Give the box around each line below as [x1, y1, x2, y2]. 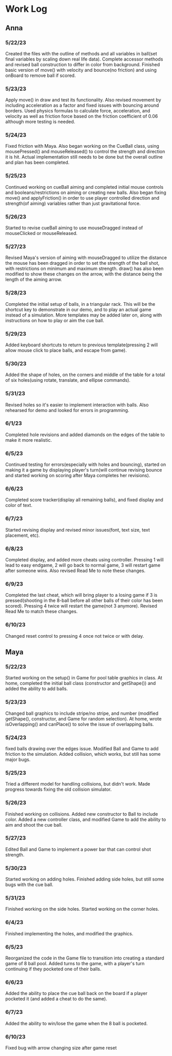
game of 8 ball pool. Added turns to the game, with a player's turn [5, 960, 145, 966]
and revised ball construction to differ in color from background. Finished [5, 61, 160, 67]
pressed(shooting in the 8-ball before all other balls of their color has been [5, 597, 163, 603]
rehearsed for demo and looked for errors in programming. [5, 407, 129, 413]
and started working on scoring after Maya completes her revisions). [5, 473, 150, 479]
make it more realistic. [5, 437, 52, 443]
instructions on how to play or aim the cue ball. [5, 317, 104, 323]
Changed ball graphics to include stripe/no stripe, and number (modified [5, 710, 159, 716]
